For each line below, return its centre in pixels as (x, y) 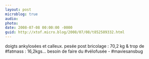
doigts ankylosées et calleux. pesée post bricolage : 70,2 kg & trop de (75, 46)
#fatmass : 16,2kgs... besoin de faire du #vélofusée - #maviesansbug (74, 51)
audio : (12, 19)
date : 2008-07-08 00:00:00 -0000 (39, 28)
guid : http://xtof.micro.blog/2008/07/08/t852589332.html (65, 32)
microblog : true (21, 14)
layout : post (18, 10)
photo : (12, 23)
